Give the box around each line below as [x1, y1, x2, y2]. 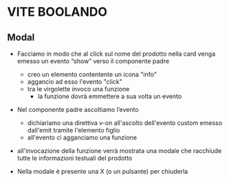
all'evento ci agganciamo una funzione [27, 133, 138, 141]
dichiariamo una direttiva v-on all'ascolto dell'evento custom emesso [27, 119, 222, 127]
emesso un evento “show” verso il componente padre [17, 57, 170, 65]
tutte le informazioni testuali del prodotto [17, 154, 133, 162]
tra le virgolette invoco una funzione [27, 85, 130, 93]
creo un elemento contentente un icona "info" [27, 70, 157, 78]
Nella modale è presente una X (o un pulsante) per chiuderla [17, 168, 188, 175]
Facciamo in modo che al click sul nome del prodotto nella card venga [17, 49, 215, 58]
